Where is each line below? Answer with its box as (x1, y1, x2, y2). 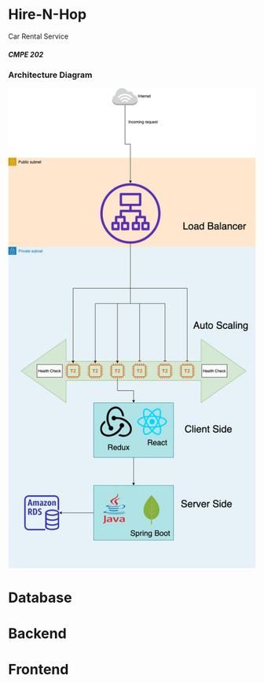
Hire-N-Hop (8, 6, 87, 24)
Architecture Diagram (8, 69, 93, 80)
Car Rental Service (8, 31, 69, 41)
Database (8, 589, 72, 607)
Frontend (8, 661, 69, 678)
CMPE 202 (8, 50, 44, 59)
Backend (8, 625, 67, 643)
